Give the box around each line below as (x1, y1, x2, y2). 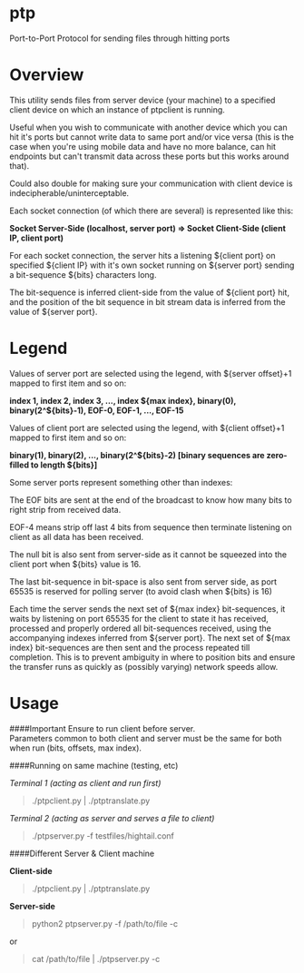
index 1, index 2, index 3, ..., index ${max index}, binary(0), (9, 395, 237, 406)
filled (9, 459, 30, 470)
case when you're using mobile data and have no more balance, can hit (9, 141, 277, 152)
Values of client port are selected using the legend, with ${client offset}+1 (9, 422, 285, 433)
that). (9, 160, 30, 171)
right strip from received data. (9, 504, 122, 515)
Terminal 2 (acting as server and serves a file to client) (9, 812, 215, 823)
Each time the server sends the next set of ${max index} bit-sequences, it (9, 603, 286, 614)
